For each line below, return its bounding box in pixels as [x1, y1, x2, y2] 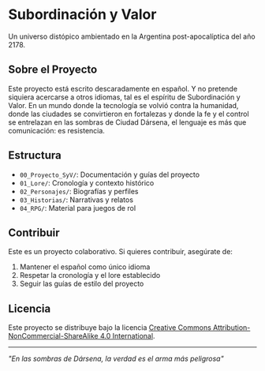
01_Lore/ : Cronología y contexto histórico [19, 178, 155, 187]
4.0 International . [99, 332, 155, 341]
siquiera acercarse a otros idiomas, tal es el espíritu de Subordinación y [8, 92, 241, 102]
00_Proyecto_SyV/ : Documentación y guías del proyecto [19, 170, 200, 179]
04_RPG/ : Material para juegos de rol [19, 203, 136, 212]
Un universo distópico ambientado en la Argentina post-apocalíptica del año [8, 32, 256, 41]
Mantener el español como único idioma [19, 262, 151, 272]
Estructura [8, 148, 62, 163]
